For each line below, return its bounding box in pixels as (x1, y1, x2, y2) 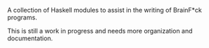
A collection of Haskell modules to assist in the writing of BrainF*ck (7, 6, 203, 14)
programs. (7, 13, 37, 22)
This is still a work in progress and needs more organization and (7, 27, 193, 35)
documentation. (7, 34, 53, 42)
